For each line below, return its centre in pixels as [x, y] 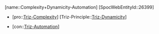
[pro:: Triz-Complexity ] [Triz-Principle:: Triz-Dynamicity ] [69, 17]
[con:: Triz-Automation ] [36, 26]
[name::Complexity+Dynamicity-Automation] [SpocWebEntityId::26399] [79, 7]
